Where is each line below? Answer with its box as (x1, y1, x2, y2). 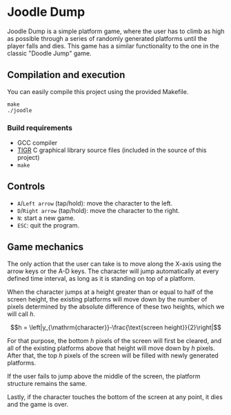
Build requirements (7, 122, 72, 132)
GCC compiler (17, 139, 58, 147)
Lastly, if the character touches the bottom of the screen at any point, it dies (7, 392, 223, 401)
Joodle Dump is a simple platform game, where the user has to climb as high (7, 27, 225, 35)
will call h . (7, 309, 36, 318)
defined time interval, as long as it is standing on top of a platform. (7, 274, 196, 282)
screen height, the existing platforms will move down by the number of (7, 295, 208, 303)
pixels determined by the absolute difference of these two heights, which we (7, 302, 225, 311)
